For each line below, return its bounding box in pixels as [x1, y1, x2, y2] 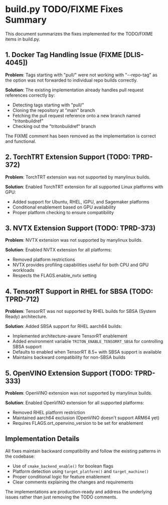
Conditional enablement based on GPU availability [12, 204, 116, 210]
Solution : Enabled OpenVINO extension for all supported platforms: [5, 400, 144, 406]
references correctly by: [5, 92, 55, 98]
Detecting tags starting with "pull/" [12, 102, 84, 108]
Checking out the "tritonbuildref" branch [12, 123, 96, 129]
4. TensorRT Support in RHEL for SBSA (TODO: [5, 287, 153, 295]
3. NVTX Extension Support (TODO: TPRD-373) [5, 224, 156, 232]
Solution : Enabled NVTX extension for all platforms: [5, 247, 112, 253]
